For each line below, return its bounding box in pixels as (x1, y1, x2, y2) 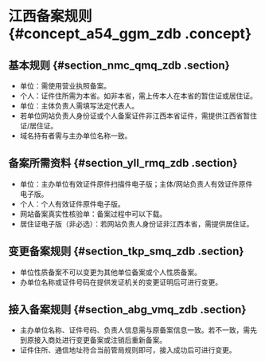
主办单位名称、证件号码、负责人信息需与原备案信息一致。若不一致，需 (19, 325, 251, 335)
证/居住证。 (19, 121, 58, 130)
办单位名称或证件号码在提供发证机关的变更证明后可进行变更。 (19, 277, 223, 287)
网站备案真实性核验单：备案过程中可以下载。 (19, 209, 167, 218)
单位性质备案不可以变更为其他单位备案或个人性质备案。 (19, 267, 201, 277)
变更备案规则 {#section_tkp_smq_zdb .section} (8, 245, 244, 258)
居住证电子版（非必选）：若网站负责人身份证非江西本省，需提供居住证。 (19, 218, 254, 228)
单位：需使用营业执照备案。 (19, 81, 111, 90)
